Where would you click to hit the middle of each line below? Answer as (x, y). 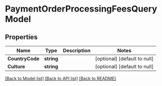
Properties (21, 37)
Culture (16, 66)
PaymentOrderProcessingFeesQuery (81, 9)
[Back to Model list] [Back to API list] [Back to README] (61, 79)
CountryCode (24, 59)
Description (77, 50)
